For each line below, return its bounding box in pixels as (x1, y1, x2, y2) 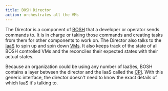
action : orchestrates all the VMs (5, 12, 79, 17)
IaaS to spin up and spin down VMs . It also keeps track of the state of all (5, 42, 158, 49)
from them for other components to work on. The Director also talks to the (5, 37, 162, 43)
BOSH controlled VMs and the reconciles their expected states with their (5, 48, 158, 54)
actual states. (5, 53, 34, 59)
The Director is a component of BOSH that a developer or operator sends (5, 26, 160, 32)
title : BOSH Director (5, 7, 52, 13)
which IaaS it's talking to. (5, 80, 58, 86)
